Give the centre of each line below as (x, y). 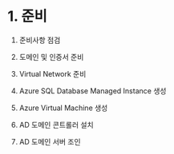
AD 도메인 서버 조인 (50, 141)
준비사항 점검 (40, 40)
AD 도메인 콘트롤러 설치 (56, 124)
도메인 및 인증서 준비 (51, 57)
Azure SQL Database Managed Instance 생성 (93, 91)
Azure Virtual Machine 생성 (63, 108)
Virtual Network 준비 (53, 73)
